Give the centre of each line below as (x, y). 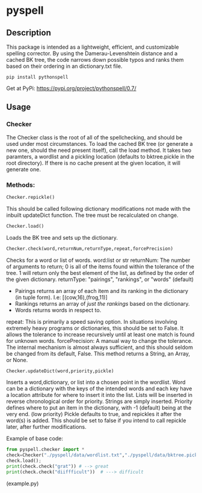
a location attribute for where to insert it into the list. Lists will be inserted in (99, 395)
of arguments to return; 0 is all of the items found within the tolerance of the (100, 266)
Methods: (21, 185)
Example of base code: (35, 438)
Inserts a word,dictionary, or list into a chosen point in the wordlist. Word (96, 383)
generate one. (23, 169)
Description (29, 33)
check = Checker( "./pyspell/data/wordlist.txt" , (66, 455)
